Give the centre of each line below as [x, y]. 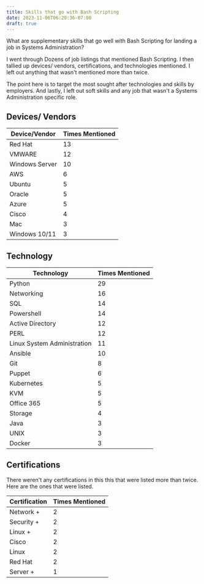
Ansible [20, 353]
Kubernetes [26, 383]
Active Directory [33, 323]
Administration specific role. [42, 97]
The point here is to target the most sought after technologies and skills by [100, 84]
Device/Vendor [33, 134]
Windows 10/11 [33, 234]
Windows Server [33, 165]
